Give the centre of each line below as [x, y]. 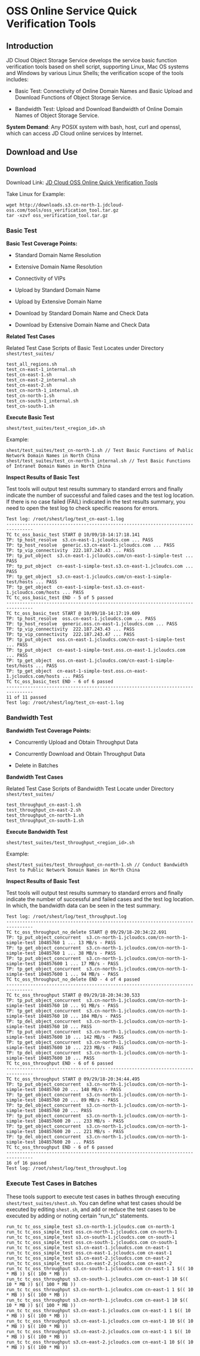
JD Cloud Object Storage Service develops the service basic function [92, 60]
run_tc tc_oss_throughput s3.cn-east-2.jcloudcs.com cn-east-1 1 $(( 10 [99, 1331]
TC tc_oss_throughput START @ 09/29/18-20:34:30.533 [73, 995]
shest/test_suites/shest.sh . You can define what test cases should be [94, 1203]
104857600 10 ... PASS [66, 1058]
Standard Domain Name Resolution [58, 255]
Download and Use [42, 152]
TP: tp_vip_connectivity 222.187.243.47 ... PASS [70, 634]
